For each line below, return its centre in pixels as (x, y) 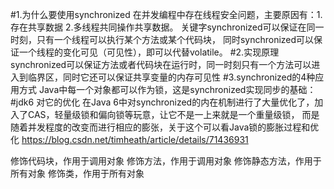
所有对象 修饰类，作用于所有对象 (77, 173)
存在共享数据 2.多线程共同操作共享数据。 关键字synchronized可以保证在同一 (167, 27)
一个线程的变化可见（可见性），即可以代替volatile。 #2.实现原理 (149, 52)
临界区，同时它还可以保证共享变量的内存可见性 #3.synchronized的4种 (171, 77)
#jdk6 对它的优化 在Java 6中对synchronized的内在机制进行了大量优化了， (162, 102)
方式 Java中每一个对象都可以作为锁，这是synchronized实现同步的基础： (167, 89)
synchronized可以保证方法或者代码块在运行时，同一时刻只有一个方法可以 (161, 64)
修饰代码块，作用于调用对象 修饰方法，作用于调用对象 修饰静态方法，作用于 (166, 161)
